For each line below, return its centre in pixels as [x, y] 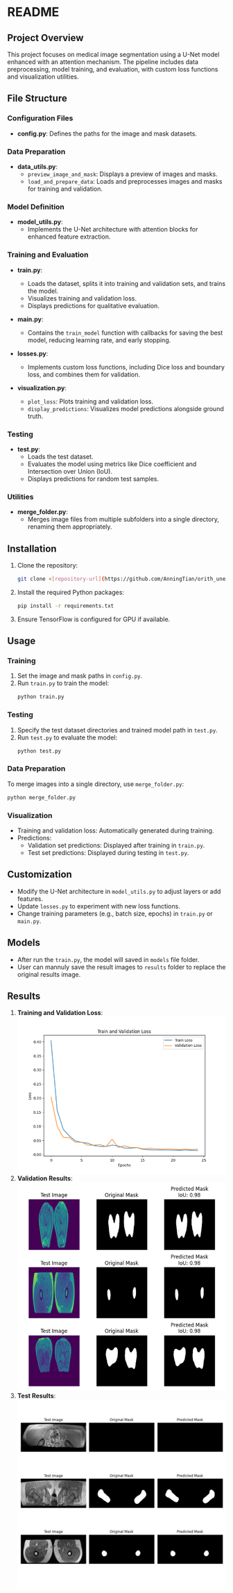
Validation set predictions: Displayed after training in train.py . [116, 845]
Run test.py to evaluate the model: [67, 737]
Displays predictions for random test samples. [93, 479]
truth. [35, 416]
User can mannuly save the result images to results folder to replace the [121, 967]
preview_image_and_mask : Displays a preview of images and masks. [122, 174]
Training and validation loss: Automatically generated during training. [115, 830]
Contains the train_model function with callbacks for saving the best [125, 333]
